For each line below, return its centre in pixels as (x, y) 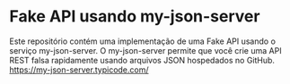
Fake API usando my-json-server (135, 17)
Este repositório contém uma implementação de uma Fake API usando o (143, 41)
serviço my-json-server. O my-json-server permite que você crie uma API (145, 50)
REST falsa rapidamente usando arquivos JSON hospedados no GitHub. (142, 60)
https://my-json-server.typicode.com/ (79, 70)
